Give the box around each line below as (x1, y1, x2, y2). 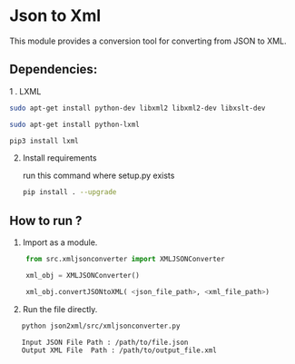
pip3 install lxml (9, 136, 79, 145)
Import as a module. (22, 237, 98, 248)
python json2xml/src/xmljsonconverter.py (21, 321, 181, 330)
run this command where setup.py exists (22, 170, 175, 182)
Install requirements (22, 152, 97, 163)
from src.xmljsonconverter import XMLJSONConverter (25, 255, 225, 264)
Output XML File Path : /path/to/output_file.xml (21, 346, 218, 355)
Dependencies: (9, 62, 98, 77)
